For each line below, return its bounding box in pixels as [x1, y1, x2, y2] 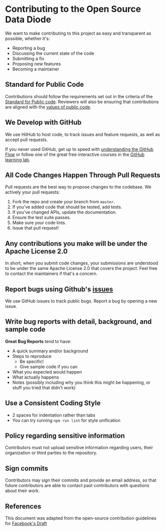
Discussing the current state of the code [12, 50, 95, 56]
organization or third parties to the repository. [5, 450, 98, 456]
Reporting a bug [12, 45, 45, 51]
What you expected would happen [12, 369, 82, 375]
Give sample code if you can [19, 364, 78, 370]
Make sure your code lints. [12, 220, 66, 226]
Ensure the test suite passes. [12, 215, 71, 221]
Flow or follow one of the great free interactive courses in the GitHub [5, 152, 145, 157]
